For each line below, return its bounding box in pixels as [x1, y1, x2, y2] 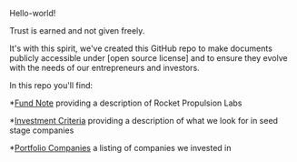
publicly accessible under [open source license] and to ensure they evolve [9, 53, 288, 63]
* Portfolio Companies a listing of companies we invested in [9, 143, 232, 153]
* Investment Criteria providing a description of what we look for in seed [9, 116, 279, 126]
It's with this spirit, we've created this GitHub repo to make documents [9, 43, 272, 54]
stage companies [9, 125, 74, 136]
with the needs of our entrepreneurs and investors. [9, 63, 200, 73]
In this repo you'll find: [9, 80, 94, 90]
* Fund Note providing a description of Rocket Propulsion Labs [9, 97, 243, 108]
